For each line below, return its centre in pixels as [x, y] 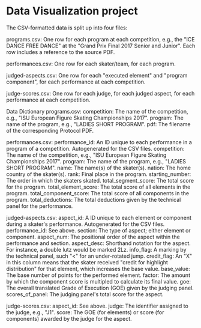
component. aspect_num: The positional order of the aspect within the [93, 237]
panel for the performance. [40, 206]
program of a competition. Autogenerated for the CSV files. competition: [95, 148]
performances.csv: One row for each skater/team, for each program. [91, 64]
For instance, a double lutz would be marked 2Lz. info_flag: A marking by [97, 249]
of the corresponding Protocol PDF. [50, 130]
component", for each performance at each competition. [76, 82]
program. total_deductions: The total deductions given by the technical [94, 199]
